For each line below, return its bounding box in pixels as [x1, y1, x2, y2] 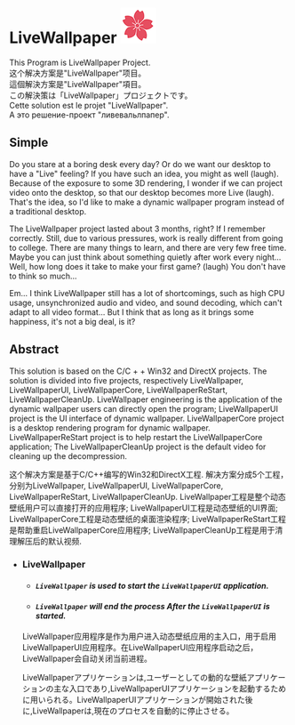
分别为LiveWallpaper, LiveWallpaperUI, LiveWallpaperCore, [9, 479, 224, 491]
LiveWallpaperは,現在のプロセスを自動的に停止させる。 [32, 705, 235, 716]
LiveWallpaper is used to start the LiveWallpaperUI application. [35, 581, 269, 592]
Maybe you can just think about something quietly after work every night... [9, 252, 282, 262]
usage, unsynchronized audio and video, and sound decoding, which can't [9, 297, 283, 308]
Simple [9, 135, 49, 150]
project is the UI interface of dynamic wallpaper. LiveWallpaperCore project [9, 413, 284, 423]
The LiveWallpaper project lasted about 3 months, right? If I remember [9, 223, 267, 234]
